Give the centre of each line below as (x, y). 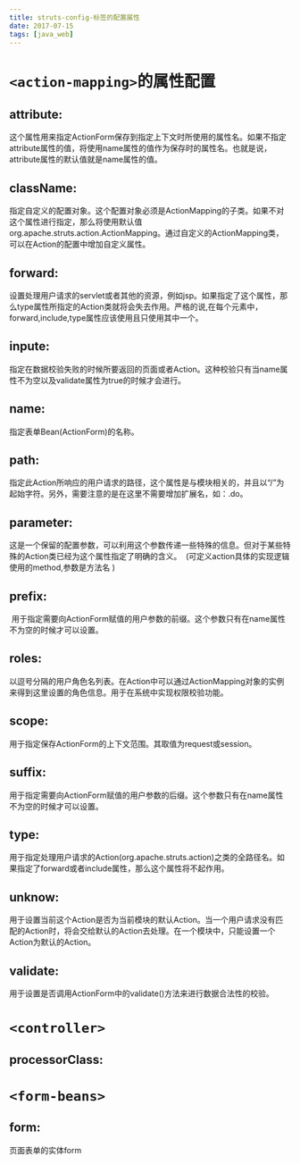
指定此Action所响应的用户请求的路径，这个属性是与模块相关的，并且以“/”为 (147, 482)
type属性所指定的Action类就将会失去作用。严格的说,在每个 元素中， (140, 306)
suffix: (28, 772)
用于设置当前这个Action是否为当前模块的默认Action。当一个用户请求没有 (142, 920)
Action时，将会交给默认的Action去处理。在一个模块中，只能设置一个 (150, 931)
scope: (29, 721)
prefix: (28, 596)
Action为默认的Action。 (53, 942)
